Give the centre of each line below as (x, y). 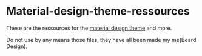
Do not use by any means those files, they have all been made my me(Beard (101, 40)
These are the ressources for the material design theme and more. (89, 28)
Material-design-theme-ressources (98, 11)
